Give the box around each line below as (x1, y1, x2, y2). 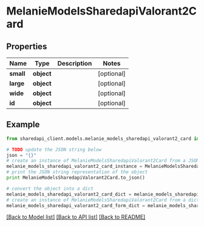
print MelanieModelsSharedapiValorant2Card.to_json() (6, 174, 146, 181)
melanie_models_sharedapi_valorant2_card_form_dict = (6, 202, 146, 208)
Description (57, 59, 92, 67)
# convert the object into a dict (6, 185, 94, 191)
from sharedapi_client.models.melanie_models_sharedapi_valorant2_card (6, 135, 191, 142)
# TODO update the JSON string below (6, 147, 102, 153)
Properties (6, 41, 47, 52)
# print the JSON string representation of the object (6, 169, 148, 175)
